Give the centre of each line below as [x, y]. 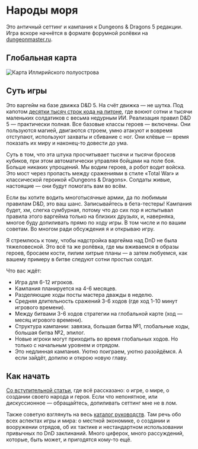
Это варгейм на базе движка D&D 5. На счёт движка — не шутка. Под [95, 105]
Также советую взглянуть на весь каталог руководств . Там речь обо [94, 415]
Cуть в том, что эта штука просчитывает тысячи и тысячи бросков [91, 154]
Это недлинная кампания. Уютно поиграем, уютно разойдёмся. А [98, 351]
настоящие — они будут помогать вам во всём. [67, 186]
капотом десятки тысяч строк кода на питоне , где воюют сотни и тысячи [99, 111]
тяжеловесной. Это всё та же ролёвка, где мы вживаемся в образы [92, 246]
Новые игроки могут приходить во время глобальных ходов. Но [96, 339]
